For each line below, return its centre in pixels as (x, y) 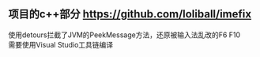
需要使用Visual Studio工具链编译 (61, 44)
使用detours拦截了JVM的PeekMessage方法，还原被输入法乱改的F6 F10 (124, 35)
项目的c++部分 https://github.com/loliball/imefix (130, 14)
